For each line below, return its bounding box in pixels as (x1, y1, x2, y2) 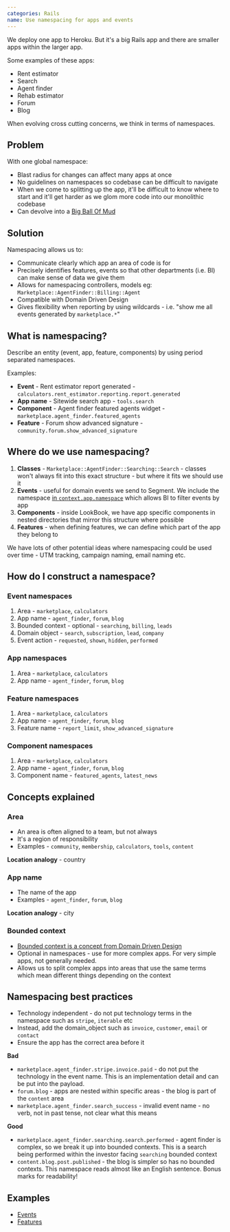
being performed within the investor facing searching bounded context (16, 1150, 218, 1158)
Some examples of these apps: (7, 56, 95, 64)
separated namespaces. (7, 355, 76, 363)
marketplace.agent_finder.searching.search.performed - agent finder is (16, 1136, 222, 1144)
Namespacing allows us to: (7, 246, 84, 254)
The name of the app (16, 889, 77, 897)
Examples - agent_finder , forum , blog (16, 895, 123, 904)
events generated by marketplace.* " (16, 310, 120, 319)
